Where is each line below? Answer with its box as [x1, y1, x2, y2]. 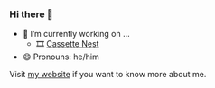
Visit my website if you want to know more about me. [9, 69, 207, 80]
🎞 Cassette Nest [35, 39, 99, 49]
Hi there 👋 [9, 8, 54, 21]
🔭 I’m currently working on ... [22, 29, 130, 40]
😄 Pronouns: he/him [22, 51, 99, 62]
